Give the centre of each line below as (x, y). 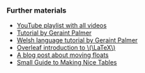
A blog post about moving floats (63, 55)
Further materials (37, 10)
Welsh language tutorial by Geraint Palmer (77, 40)
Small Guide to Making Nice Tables (67, 63)
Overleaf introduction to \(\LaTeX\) (66, 48)
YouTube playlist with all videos (62, 26)
